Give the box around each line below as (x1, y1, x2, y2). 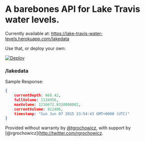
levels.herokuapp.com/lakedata (5, 36, 70, 42)
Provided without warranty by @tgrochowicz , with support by (5, 125, 131, 131)
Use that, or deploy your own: (5, 45, 66, 51)
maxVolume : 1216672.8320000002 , (14, 102, 81, 107)
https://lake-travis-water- (51, 30, 103, 36)
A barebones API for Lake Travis (5, 3, 141, 15)
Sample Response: (5, 78, 44, 85)
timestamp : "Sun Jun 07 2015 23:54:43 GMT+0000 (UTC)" (14, 111, 130, 116)
